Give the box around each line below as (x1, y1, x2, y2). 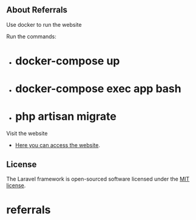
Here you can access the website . (15, 142, 100, 149)
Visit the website (6, 130, 48, 137)
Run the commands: (6, 33, 56, 40)
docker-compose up (15, 54, 120, 67)
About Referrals (6, 5, 68, 15)
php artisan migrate (15, 109, 117, 123)
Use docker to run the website (6, 21, 82, 28)
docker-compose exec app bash (15, 82, 181, 96)
